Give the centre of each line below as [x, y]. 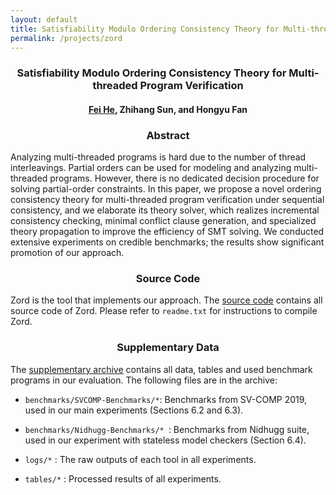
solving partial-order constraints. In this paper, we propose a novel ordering [166, 189]
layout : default [44, 19]
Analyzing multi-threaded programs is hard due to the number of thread [158, 157]
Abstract [168, 135]
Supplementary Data [168, 348]
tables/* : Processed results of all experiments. [123, 478]
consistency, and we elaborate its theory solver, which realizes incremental [165, 210]
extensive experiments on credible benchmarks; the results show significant [167, 242]
